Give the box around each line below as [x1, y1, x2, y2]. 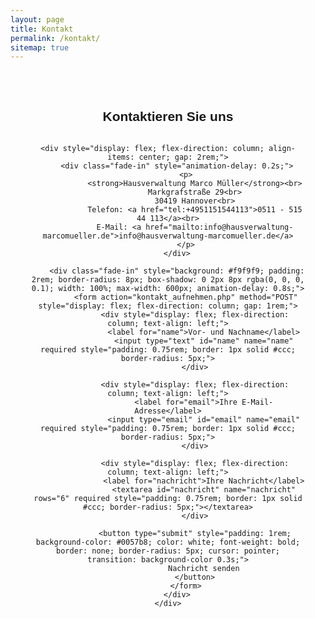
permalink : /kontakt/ [10, 33, 101, 43]
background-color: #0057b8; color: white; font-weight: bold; [35, 537, 301, 547]
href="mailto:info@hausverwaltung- [145, 222, 294, 232]
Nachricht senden [168, 563, 240, 573]
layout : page [10, 14, 65, 25]
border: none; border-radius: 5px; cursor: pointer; [56, 546, 280, 556]
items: [107, 152, 135, 162]
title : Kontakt [10, 24, 74, 34]
